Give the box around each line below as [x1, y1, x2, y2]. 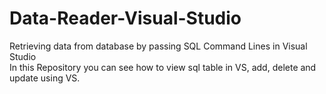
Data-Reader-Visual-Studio [9, 7, 242, 30]
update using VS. [9, 72, 81, 84]
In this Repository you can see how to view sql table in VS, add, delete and [9, 61, 317, 73]
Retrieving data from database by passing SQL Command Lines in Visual [9, 40, 308, 52]
